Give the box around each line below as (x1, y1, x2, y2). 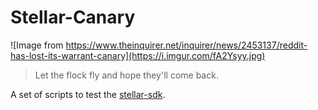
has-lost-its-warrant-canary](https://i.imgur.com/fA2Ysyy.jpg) (10, 49, 266, 61)
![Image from (10, 39, 64, 51)
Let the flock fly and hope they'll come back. (34, 69, 219, 81)
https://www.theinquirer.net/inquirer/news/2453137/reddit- (65, 39, 308, 51)
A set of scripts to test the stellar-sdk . (10, 88, 166, 100)
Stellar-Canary (10, 6, 136, 29)
